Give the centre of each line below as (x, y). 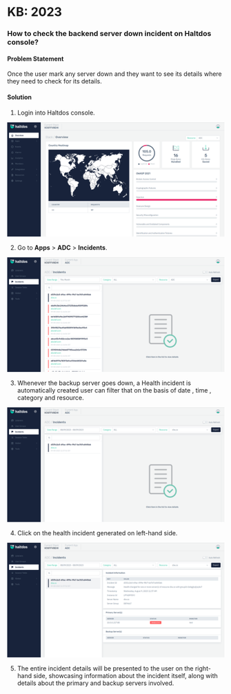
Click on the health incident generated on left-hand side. (97, 533)
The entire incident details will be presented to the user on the (106, 668)
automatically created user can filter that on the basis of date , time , (114, 390)
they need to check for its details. (54, 81)
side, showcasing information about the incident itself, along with (126, 675)
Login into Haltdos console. (56, 112)
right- (203, 668)
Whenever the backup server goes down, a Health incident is (104, 383)
